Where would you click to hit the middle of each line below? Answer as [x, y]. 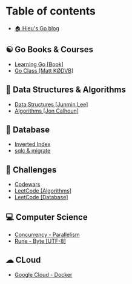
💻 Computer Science [47, 217]
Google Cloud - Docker [43, 274]
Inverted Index [32, 144]
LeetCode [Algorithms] [43, 191]
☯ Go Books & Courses [50, 50]
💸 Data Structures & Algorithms [66, 90]
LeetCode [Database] [41, 197]
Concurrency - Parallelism [47, 235]
